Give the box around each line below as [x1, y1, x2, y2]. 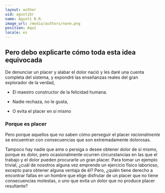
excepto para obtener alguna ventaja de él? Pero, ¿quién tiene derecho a [5, 167, 153, 173]
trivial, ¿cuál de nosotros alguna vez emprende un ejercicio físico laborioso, [5, 162, 159, 168]
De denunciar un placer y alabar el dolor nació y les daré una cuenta [5, 69, 144, 75]
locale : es [5, 30, 28, 35]
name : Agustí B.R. [5, 16, 43, 21]
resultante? [5, 183, 28, 189]
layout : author [5, 7, 37, 12]
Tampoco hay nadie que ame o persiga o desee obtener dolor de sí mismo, [5, 146, 158, 153]
